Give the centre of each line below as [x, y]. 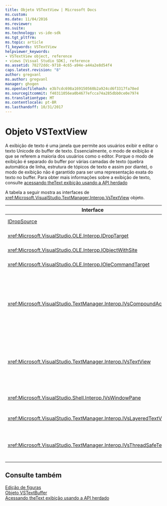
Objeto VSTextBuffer [26, 493]
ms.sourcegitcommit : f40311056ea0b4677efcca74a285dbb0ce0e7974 [72, 93]
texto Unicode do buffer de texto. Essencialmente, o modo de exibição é [79, 151]
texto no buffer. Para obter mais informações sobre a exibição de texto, [78, 177]
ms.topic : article [24, 42]
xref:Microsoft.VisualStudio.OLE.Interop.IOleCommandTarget [79, 264]
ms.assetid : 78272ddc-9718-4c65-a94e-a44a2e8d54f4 [59, 65]
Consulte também [34, 475]
